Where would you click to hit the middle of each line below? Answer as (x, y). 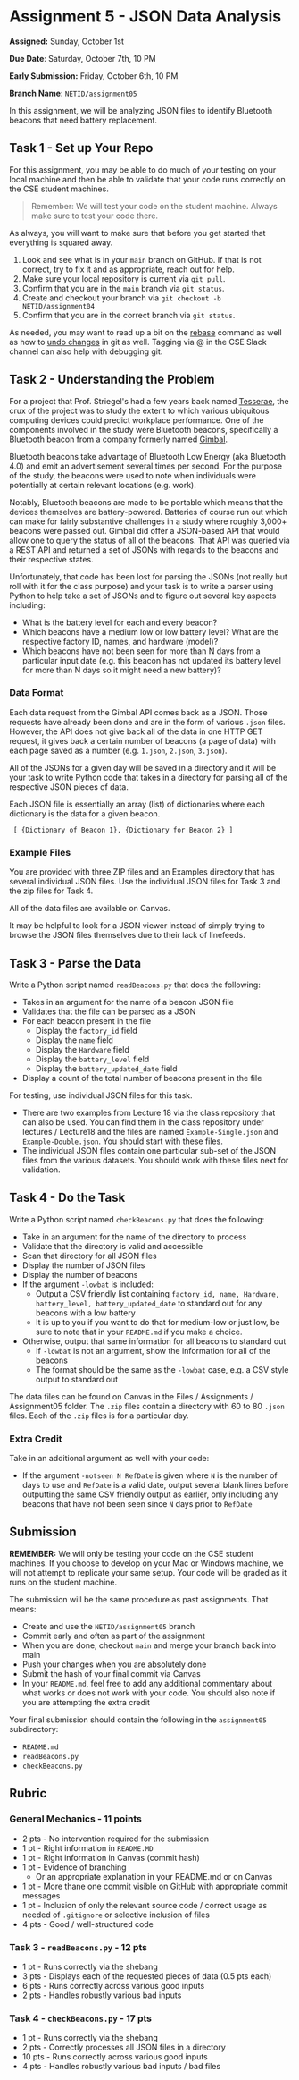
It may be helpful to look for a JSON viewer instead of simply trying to (137, 926)
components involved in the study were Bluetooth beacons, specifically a (144, 429)
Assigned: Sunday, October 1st (67, 41)
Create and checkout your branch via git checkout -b (121, 298)
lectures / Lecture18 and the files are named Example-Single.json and (150, 1131)
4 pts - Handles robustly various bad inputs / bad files (121, 2067)
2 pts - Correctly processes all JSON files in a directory (124, 2047)
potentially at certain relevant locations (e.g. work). (103, 485)
